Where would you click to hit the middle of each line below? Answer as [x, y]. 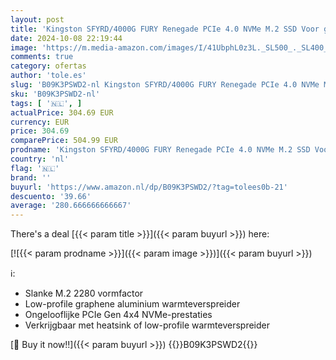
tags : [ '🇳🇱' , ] [46, 103]
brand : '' [31, 177]
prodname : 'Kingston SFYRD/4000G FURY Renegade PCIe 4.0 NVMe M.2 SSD [160, 150]
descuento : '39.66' [51, 196]
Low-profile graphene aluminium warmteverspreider [132, 304]
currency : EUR [40, 122]
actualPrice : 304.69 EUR [62, 112]
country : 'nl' [40, 159]
